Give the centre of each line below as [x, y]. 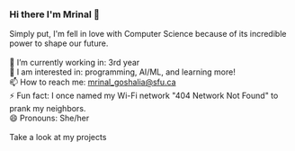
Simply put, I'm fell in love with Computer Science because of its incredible [148, 34]
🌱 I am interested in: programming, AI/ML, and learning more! [122, 72]
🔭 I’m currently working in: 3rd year [75, 63]
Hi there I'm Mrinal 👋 [55, 14]
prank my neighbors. [48, 109]
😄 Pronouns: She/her [49, 118]
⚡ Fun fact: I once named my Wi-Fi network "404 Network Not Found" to [144, 96]
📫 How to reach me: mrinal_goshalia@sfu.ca [93, 82]
